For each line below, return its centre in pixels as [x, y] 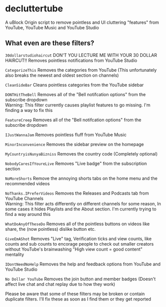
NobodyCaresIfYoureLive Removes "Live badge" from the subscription [76, 163]
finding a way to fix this [29, 110]
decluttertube [34, 9]
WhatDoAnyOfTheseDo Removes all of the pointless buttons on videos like [78, 224]
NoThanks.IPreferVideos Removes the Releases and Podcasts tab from [77, 193]
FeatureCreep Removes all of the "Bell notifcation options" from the [73, 120]
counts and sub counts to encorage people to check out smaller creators [80, 244]
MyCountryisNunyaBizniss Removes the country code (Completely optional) [81, 153]
